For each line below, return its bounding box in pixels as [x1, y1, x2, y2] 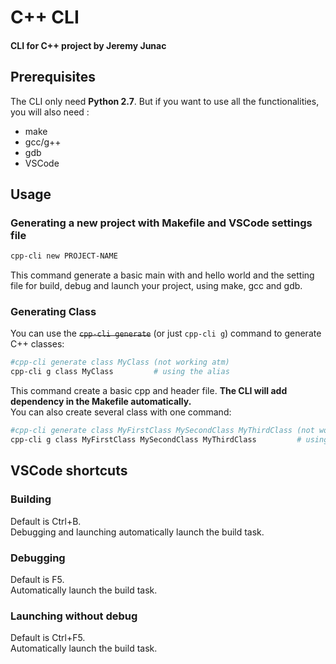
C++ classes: [10, 338, 65, 350]
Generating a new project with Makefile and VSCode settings [10, 216, 313, 230]
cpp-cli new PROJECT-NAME [10, 251, 118, 261]
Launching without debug [10, 609, 138, 623]
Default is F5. [10, 573, 65, 585]
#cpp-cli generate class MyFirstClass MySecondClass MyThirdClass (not [10, 426, 315, 436]
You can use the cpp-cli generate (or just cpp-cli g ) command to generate [10, 327, 322, 340]
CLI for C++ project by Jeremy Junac [10, 39, 167, 51]
